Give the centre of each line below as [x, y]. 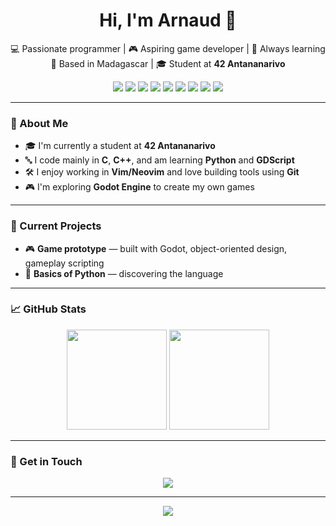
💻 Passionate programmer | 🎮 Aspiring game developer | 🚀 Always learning [168, 48]
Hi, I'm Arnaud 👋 [168, 20]
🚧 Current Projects [56, 226]
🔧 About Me [39, 123]
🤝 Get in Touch [46, 461]
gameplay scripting [64, 263]
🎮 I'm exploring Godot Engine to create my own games [139, 187]
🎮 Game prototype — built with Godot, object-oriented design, [156, 248]
